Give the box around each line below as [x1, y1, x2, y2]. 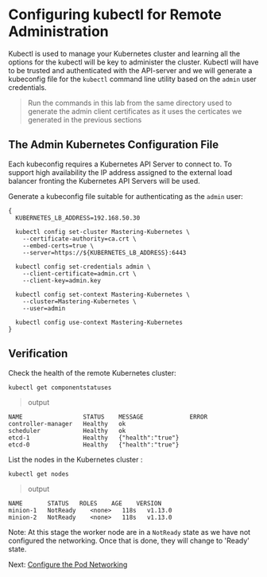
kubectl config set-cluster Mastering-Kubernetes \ [15, 228, 191, 236]
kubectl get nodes [8, 470, 69, 478]
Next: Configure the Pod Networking [8, 559, 128, 569]
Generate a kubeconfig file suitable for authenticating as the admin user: [8, 191, 244, 201]
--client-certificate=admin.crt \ [22, 269, 137, 278]
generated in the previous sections [27, 115, 142, 124]
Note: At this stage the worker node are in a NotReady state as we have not [8, 527, 251, 536]
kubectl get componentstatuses [8, 384, 112, 392]
